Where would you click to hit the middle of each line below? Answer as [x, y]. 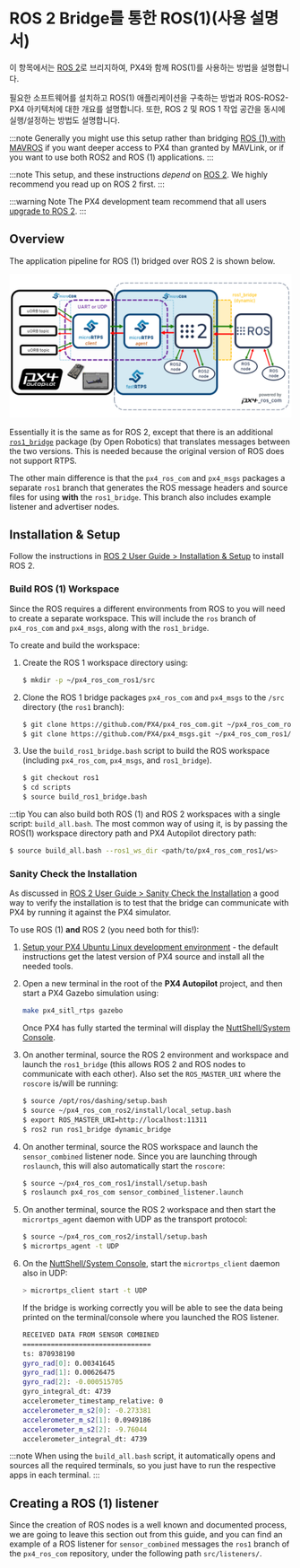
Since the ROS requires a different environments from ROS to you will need [147, 609]
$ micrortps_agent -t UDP [70, 1247]
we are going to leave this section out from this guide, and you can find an [146, 1535]
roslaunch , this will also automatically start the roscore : [124, 1165]
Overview [37, 239]
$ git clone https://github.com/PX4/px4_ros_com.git [123, 724]
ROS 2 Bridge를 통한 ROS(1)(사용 [128, 18]
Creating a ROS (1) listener [84, 1503]
